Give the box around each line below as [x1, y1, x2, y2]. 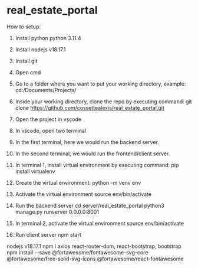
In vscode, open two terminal [15, 127, 87, 134]
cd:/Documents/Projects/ [15, 86, 77, 93]
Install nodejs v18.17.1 [15, 45, 66, 53]
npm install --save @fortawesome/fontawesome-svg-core [6, 249, 148, 256]
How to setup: [6, 23, 41, 30]
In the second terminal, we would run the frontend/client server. [15, 150, 170, 157]
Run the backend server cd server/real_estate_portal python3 [15, 202, 164, 209]
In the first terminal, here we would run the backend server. [15, 138, 160, 145]
